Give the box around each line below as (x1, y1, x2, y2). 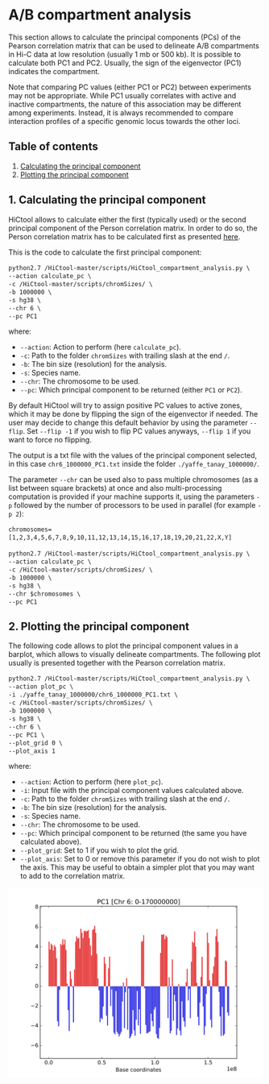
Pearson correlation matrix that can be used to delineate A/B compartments (8, 40, 259, 50)
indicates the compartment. (8, 66, 101, 76)
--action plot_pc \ (8, 683, 74, 691)
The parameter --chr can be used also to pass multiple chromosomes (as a (8, 474, 259, 484)
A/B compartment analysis (8, 6, 192, 24)
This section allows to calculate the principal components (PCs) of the (8, 32, 242, 42)
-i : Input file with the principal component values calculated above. (19, 786, 244, 795)
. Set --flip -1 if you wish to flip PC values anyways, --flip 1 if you (23, 426, 251, 436)
